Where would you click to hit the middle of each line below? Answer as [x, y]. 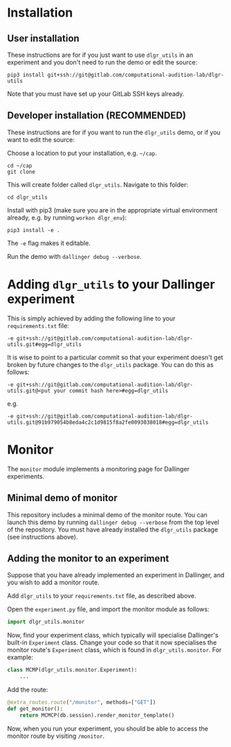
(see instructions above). [43, 537]
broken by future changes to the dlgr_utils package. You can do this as [110, 364]
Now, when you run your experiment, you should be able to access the [108, 728]
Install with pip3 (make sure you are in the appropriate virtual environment [112, 210]
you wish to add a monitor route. [53, 582]
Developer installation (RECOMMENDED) [97, 116]
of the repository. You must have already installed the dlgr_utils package [113, 529]
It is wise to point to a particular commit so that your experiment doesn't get [115, 357]
